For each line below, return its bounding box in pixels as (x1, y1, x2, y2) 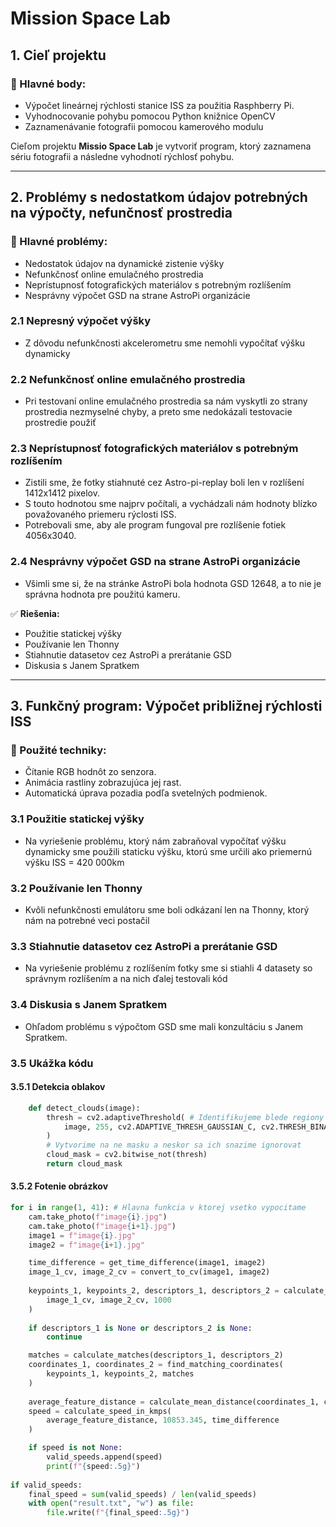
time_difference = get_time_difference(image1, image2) (28, 1258, 267, 1268)
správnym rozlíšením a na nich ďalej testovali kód (24, 973, 228, 985)
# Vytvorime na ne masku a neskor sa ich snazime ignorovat (46, 1140, 302, 1151)
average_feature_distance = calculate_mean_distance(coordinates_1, (28, 1397, 320, 1407)
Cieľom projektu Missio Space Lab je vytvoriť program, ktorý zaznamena (10, 140, 312, 152)
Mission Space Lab (10, 7, 171, 30)
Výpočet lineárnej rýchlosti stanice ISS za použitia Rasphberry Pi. (24, 99, 295, 111)
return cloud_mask (46, 1159, 123, 1169)
